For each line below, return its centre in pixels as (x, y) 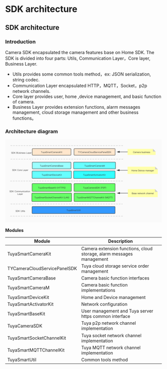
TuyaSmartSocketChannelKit (37, 338)
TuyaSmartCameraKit (29, 254)
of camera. (23, 102)
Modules (14, 230)
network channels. (31, 91)
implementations (98, 290)
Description (121, 241)
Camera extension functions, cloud (117, 248)
